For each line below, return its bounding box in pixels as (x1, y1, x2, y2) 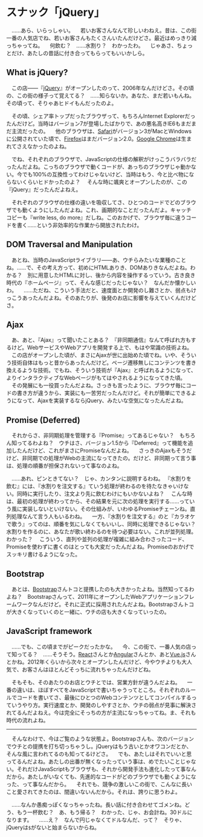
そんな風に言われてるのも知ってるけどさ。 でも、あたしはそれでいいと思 (6, 750, 192, 758)
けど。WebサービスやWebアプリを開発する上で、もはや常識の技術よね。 (11, 344, 193, 352)
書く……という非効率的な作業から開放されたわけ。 (16, 221, 143, 228)
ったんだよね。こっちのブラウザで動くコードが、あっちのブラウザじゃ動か (6, 163, 192, 170)
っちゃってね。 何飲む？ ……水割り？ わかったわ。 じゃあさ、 (6, 42, 177, 49)
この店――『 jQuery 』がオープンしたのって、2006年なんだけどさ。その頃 (11, 84, 195, 92)
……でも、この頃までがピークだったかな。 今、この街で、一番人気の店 (11, 643, 192, 650)
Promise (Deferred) (6, 415, 80, 425)
